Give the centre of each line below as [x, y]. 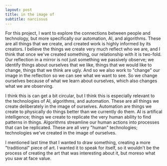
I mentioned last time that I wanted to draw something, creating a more [78, 143]
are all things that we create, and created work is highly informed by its [78, 44]
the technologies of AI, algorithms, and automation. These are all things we [82, 101]
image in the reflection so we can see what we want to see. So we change [81, 76]
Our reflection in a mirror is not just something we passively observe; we [80, 60]
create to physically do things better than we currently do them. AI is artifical [84, 112]
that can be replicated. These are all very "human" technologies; [72, 128]
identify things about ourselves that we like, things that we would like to [79, 65]
